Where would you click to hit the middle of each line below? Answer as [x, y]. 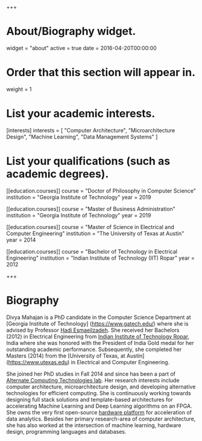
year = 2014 [21, 240]
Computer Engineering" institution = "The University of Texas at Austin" [95, 233]
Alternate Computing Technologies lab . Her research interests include [93, 380]
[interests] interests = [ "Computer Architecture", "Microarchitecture [91, 130]
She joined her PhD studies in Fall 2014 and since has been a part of [91, 374]
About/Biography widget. [71, 31]
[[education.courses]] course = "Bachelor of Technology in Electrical [92, 251]
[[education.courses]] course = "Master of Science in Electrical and [90, 227]
